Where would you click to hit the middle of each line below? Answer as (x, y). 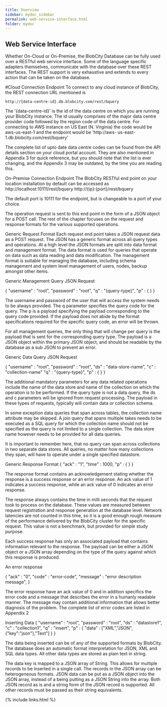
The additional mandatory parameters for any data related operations (76, 382)
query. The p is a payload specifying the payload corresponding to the (78, 311)
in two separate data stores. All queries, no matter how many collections (79, 449)
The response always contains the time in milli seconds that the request (79, 500)
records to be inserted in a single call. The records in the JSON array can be (83, 669)
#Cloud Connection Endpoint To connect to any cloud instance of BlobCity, (82, 87)
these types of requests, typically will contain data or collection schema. (80, 403)
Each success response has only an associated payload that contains (77, 541)
